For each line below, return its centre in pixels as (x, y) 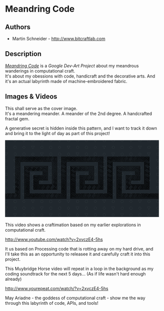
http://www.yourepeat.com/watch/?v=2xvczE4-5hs (57, 288)
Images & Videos (31, 97)
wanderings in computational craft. (40, 71)
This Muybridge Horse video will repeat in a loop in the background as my (79, 269)
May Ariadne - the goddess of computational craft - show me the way (75, 298)
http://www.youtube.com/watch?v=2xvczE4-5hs (54, 239)
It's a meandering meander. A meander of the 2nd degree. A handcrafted (79, 114)
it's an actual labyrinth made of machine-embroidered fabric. (66, 81)
